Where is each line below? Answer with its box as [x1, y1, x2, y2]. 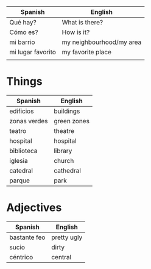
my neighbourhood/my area [61, 38, 142, 46]
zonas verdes [9, 117, 48, 125]
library [54, 146, 72, 155]
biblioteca [9, 146, 38, 155]
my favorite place [61, 48, 111, 56]
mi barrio [9, 38, 35, 46]
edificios [9, 107, 34, 115]
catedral [9, 166, 33, 174]
